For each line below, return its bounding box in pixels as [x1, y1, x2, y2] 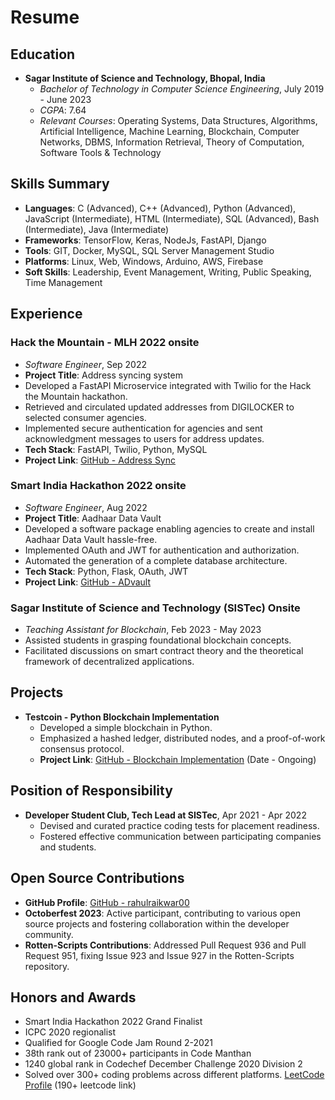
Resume [10, 6, 80, 29]
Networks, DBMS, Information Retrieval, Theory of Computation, [39, 136, 305, 148]
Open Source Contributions [10, 870, 185, 887]
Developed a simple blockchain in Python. [39, 721, 213, 733]
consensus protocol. [39, 742, 125, 755]
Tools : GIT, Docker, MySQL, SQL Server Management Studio [24, 244, 275, 256]
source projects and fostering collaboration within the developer [24, 917, 290, 930]
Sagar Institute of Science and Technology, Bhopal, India [24, 72, 266, 84]
